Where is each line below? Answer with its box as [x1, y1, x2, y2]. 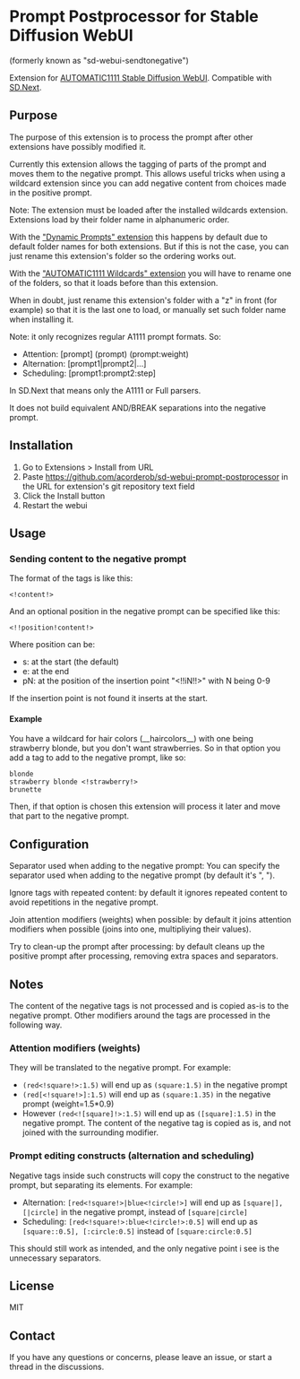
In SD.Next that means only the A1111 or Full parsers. [9, 385, 201, 395]
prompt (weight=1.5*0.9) [21, 1098, 115, 1109]
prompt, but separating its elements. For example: [9, 1179, 193, 1190]
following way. [9, 1019, 63, 1030]
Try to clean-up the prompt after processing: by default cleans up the [9, 941, 266, 952]
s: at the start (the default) [21, 656, 119, 667]
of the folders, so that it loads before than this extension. [9, 277, 219, 288]
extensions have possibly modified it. [9, 141, 146, 152]
